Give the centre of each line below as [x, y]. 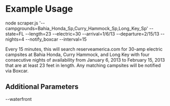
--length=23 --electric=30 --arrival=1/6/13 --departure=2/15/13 [92, 34]
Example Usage [39, 9]
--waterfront [18, 99]
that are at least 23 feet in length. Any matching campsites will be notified [83, 65]
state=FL [15, 34]
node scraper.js [22, 23]
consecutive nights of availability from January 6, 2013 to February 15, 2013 [85, 60]
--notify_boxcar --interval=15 [56, 39]
